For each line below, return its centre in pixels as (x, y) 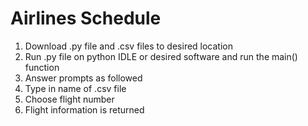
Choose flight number (69, 99)
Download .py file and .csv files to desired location (129, 46)
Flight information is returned (84, 109)
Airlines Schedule (86, 18)
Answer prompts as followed (83, 78)
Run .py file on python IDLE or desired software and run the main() (161, 56)
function (42, 67)
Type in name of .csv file (75, 88)
